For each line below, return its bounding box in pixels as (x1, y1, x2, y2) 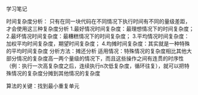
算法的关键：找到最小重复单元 (6, 83, 79, 89)
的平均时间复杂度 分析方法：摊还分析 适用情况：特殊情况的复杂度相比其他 (6, 47, 187, 55)
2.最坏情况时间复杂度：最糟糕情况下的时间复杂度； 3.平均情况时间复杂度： (6, 33, 190, 40)
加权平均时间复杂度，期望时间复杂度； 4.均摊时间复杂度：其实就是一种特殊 (6, 40, 190, 47)
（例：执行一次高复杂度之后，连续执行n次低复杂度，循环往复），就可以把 (6, 62, 185, 69)
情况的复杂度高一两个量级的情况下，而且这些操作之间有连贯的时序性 (16, 55, 184, 62)
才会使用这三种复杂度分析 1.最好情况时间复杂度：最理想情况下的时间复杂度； (6, 26, 194, 32)
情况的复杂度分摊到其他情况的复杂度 (11, 70, 100, 77)
